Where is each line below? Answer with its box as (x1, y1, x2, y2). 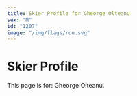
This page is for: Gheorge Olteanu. (7, 82, 105, 90)
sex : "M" (7, 16, 32, 23)
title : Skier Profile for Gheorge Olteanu (7, 10, 130, 17)
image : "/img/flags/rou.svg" (7, 29, 90, 36)
